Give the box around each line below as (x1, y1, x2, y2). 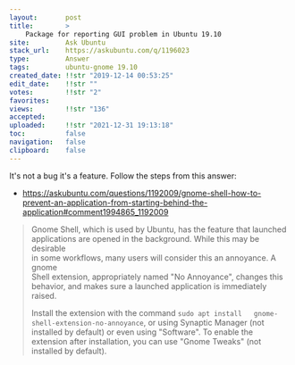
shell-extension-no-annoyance (30, 319, 145, 328)
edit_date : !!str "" (9, 79, 98, 88)
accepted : (9, 112, 46, 121)
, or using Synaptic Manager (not (143, 317, 265, 328)
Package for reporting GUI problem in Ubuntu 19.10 (25, 29, 222, 38)
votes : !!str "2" (9, 87, 102, 96)
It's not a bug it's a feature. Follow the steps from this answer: (9, 170, 237, 181)
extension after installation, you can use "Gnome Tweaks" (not (30, 336, 262, 346)
